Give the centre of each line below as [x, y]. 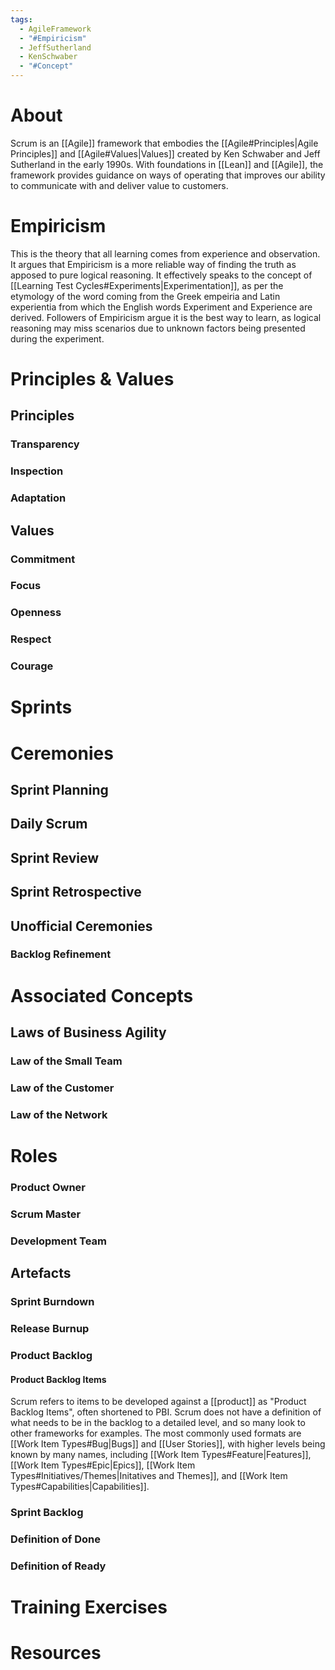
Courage [32, 666]
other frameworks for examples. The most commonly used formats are [156, 1433]
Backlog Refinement [61, 954]
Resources [56, 1653]
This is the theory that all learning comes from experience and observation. [165, 253]
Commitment [43, 559]
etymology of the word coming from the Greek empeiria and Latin [145, 296]
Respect [31, 639]
